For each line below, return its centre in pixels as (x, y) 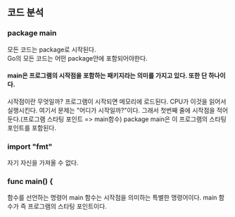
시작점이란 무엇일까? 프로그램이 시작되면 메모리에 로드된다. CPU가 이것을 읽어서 (117, 101)
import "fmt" (30, 147)
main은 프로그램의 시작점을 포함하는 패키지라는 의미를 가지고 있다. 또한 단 (107, 75)
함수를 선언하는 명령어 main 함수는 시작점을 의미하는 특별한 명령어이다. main (112, 198)
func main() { (30, 182)
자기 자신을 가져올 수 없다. (43, 163)
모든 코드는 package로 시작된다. (52, 49)
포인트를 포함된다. (32, 128)
